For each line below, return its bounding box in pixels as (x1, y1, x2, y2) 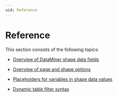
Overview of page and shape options (12, 66, 91, 72)
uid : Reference (5, 7, 38, 13)
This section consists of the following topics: (5, 46, 100, 53)
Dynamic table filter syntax (12, 86, 69, 92)
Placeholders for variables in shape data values (12, 76, 113, 82)
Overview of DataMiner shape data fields (12, 56, 100, 62)
